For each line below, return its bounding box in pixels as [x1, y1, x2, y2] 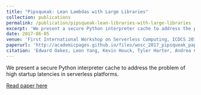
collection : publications [6, 14, 71, 20]
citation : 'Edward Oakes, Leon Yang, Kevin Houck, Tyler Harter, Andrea [6, 48, 191, 54]
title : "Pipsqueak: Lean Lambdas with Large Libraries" [6, 8, 148, 15]
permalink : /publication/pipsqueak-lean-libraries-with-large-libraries [6, 20, 191, 26]
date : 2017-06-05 [6, 31, 50, 37]
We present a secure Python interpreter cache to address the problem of [6, 64, 185, 71]
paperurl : [6, 42, 31, 48]
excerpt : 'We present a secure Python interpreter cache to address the [6, 25, 191, 32]
